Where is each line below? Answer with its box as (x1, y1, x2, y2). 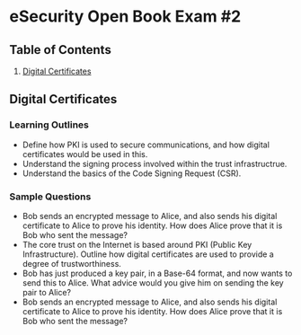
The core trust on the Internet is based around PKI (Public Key (22, 239, 252, 250)
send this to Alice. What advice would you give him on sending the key (22, 277, 285, 288)
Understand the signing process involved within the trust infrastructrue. (22, 158, 288, 169)
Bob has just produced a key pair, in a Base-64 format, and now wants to (22, 268, 293, 278)
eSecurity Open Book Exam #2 (9, 6, 242, 27)
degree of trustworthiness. (22, 258, 121, 269)
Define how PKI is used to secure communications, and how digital (22, 139, 270, 150)
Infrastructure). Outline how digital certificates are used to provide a (22, 249, 274, 260)
